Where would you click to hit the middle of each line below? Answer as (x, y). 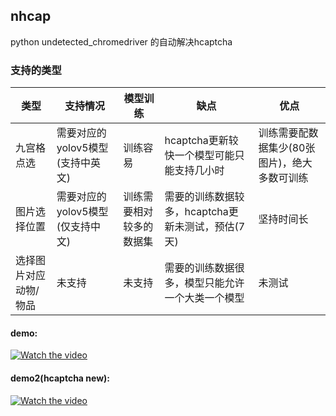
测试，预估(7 (215, 227)
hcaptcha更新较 (201, 141)
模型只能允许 (214, 283)
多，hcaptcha (196, 212)
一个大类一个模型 (204, 298)
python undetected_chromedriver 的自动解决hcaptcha (121, 41)
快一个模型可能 (199, 156)
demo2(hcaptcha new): (60, 378)
